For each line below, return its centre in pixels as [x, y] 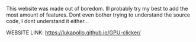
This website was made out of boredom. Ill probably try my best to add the [97, 9]
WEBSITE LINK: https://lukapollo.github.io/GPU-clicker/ [73, 33]
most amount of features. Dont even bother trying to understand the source [98, 15]
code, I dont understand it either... [47, 21]
